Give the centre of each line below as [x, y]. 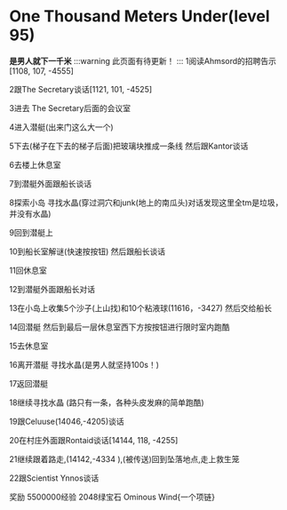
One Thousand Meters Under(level [140, 16]
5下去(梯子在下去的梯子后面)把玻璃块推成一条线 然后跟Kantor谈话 [129, 146]
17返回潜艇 [29, 383]
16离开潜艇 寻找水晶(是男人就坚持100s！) [84, 364]
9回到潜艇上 [31, 232]
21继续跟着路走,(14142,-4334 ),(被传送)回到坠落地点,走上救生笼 [124, 458]
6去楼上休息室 [35, 164]
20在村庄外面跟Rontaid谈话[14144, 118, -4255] [94, 440]
